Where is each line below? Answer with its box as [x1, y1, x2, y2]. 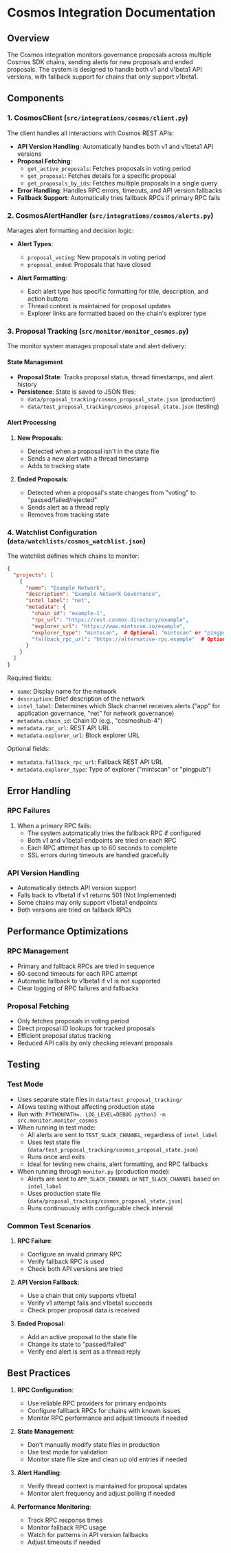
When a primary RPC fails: [16, 821, 91, 830]
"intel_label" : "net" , [25, 597, 91, 604]
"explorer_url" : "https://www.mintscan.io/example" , [32, 623, 186, 630]
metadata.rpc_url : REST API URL [16, 723, 111, 732]
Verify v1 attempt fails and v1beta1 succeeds [27, 1299, 153, 1307]
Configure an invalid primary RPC [27, 1250, 122, 1258]
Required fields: [7, 674, 52, 682]
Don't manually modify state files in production [27, 1440, 160, 1449]
